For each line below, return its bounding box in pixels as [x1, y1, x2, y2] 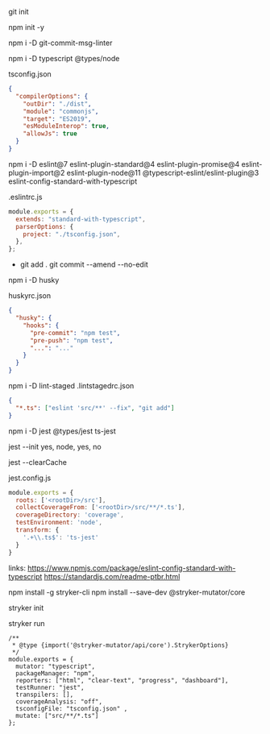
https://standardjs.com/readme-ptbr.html [44, 571, 181, 581]
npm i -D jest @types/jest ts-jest [8, 426, 116, 436]
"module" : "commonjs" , [23, 107, 99, 115]
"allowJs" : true [23, 130, 78, 138]
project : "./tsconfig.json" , [23, 230, 121, 238]
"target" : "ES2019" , [23, 114, 92, 123]
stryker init [8, 603, 44, 612]
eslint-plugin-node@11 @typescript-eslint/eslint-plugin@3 [66, 168, 260, 177]
